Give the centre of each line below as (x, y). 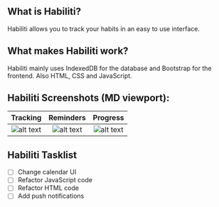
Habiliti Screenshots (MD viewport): (89, 98)
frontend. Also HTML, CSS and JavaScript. (70, 75)
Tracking (26, 118)
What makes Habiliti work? (68, 51)
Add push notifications (51, 196)
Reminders (68, 118)
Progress (108, 118)
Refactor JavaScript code (55, 180)
